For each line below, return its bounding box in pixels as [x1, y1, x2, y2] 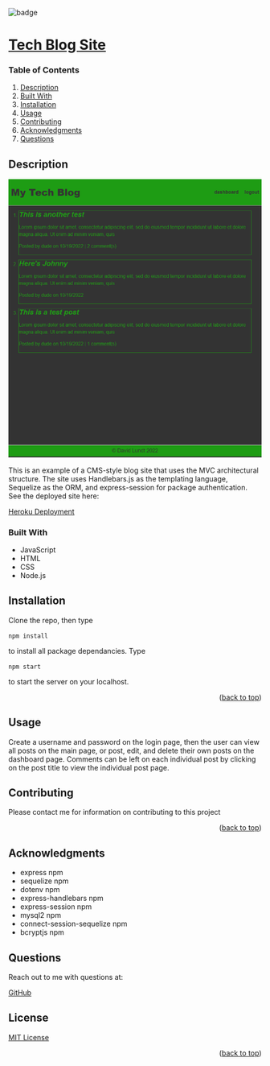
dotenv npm [19, 885, 60, 895]
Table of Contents [8, 64, 80, 76]
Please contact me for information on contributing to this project [8, 808, 221, 817]
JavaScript [19, 544, 56, 555]
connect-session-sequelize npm [19, 919, 128, 929]
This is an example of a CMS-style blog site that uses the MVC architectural [8, 465, 259, 475]
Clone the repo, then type [8, 615, 94, 625]
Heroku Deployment [8, 506, 75, 516]
